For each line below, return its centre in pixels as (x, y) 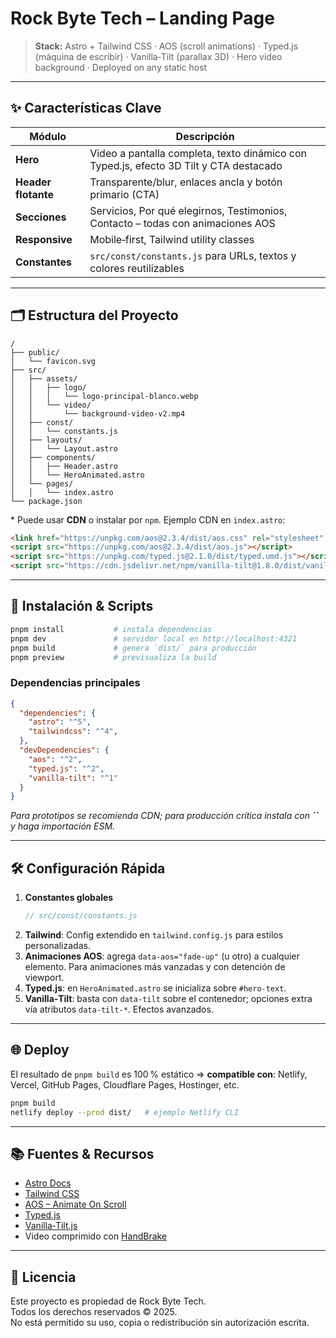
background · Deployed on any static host (121, 67)
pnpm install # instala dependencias (111, 629)
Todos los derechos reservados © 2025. (94, 1312)
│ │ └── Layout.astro (64, 448)
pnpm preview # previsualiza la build (113, 657)
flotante (34, 194)
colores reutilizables (137, 268)
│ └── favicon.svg (53, 361)
